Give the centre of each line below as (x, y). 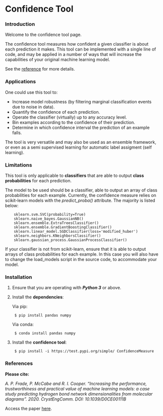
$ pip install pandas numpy (43, 315)
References (19, 364)
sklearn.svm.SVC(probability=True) (50, 215)
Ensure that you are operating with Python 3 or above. (67, 288)
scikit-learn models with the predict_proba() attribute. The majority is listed (80, 201)
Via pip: (20, 307)
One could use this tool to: (31, 92)
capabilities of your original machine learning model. (58, 60)
